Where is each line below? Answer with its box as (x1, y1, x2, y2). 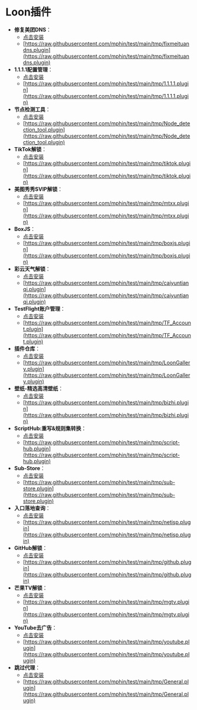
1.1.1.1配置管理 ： (14, 66, 54, 73)
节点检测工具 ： (14, 106, 51, 113)
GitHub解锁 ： (14, 544, 48, 551)
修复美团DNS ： (14, 26, 51, 33)
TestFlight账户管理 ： (14, 305, 65, 312)
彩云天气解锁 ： (14, 265, 51, 272)
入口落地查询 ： (14, 504, 51, 512)
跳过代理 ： (14, 664, 41, 671)
